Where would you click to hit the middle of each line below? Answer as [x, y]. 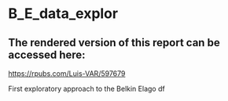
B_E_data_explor [63, 14]
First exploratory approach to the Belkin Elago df [86, 88]
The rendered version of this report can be [114, 43]
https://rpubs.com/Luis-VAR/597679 [67, 74]
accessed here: [47, 54]
